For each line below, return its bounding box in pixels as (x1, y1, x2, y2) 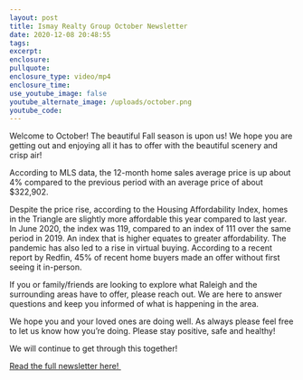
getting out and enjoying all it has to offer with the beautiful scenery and (9, 140, 279, 151)
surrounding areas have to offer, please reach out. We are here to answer (9, 289, 282, 299)
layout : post (9, 13, 59, 23)
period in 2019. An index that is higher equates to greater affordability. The (9, 233, 287, 244)
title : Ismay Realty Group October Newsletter (9, 22, 188, 31)
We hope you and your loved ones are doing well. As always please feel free (9, 316, 294, 327)
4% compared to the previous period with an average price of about (9, 177, 264, 188)
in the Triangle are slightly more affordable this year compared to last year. (9, 214, 288, 224)
